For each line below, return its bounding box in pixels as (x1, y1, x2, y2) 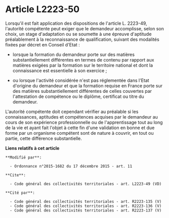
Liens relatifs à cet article (5, 145, 60, 151)
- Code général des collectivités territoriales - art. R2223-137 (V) (10, 208, 162, 213)
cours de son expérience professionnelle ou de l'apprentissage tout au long (5, 119, 163, 125)
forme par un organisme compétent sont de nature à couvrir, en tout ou (5, 130, 154, 136)
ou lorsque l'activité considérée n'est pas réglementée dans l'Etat (12, 77, 149, 83)
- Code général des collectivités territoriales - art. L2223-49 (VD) (10, 181, 162, 186)
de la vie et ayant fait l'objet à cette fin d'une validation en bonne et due (5, 125, 155, 131)
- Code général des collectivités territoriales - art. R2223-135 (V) (10, 199, 162, 204)
